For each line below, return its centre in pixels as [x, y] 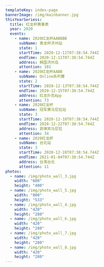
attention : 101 [35, 67]
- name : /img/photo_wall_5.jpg [43, 190]
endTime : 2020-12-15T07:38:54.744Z [57, 91]
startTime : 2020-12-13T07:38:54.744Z [59, 86]
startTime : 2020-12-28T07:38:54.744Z [59, 153]
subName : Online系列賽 [42, 77]
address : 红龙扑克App [40, 95]
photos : [14, 172]
